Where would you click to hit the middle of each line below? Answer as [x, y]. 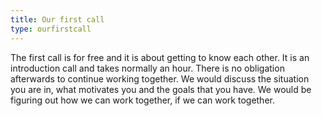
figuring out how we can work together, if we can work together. [142, 100]
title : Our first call [57, 19]
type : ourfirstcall [51, 29]
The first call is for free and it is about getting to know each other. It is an [160, 57]
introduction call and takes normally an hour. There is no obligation [147, 68]
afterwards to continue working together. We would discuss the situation [160, 78]
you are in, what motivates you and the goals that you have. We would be [161, 89]
